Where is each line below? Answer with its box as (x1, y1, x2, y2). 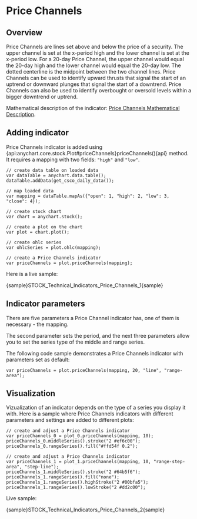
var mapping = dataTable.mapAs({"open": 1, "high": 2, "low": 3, (6, 193, 169, 199)
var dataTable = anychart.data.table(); (6, 172, 107, 178)
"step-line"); (24, 464, 59, 470)
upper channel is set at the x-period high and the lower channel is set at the (6, 49, 189, 56)
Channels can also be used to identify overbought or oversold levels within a (6, 87, 192, 94)
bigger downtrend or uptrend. (6, 93, 78, 100)
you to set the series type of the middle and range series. (6, 338, 145, 345)
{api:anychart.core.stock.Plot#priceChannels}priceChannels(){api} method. (6, 149, 189, 157)
